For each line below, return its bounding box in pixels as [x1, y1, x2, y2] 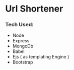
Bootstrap [12, 59, 33, 65]
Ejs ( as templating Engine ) [12, 54, 69, 60]
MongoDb [12, 43, 34, 49]
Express [12, 38, 30, 44]
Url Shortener [5, 3, 63, 15]
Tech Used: [5, 21, 34, 28]
